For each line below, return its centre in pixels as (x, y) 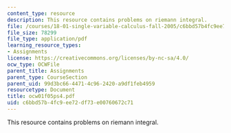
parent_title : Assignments (46, 71)
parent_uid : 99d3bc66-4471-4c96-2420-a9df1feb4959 (81, 84)
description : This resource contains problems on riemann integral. (107, 20)
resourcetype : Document (41, 90)
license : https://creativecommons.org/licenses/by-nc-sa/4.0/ (98, 58)
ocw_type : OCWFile (33, 64)
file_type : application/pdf (47, 39)
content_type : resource (41, 13)
